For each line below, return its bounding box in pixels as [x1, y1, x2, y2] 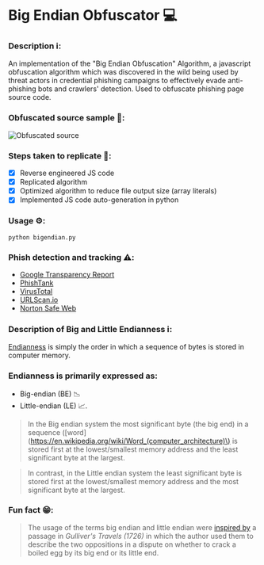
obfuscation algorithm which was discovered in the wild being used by [8, 67, 239, 77]
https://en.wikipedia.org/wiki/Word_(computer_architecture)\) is [30, 436, 238, 445]
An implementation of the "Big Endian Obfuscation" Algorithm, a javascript [8, 59, 251, 68]
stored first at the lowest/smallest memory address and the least [27, 445, 239, 454]
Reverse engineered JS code [19, 168, 115, 178]
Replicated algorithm [19, 178, 88, 187]
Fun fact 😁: [8, 505, 54, 516]
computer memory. [8, 350, 71, 361]
